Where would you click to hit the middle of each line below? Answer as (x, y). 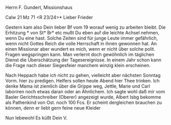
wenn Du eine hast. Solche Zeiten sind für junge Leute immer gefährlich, (81, 38)
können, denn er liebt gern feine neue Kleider (53, 108)
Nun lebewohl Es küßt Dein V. (36, 118)
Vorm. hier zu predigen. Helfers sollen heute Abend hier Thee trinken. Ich (82, 81)
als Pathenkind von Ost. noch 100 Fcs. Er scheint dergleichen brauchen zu (84, 102)
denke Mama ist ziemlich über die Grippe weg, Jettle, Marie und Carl (78, 86)
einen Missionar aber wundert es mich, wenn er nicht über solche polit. (80, 49)
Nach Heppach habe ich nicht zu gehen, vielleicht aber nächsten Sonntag (83, 75)
